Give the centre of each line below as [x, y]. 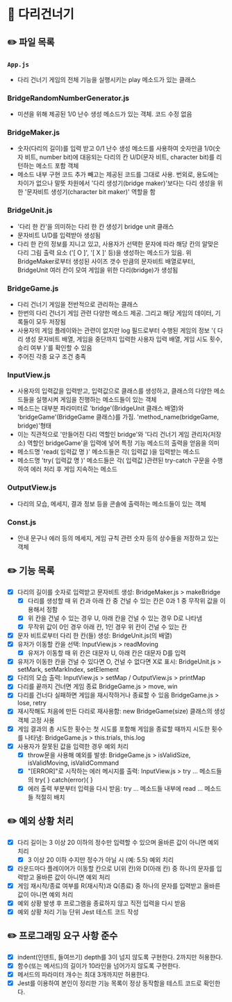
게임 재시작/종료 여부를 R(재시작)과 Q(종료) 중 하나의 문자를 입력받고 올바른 [119, 886]
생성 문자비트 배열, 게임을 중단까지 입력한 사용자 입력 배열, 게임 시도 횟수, [124, 339]
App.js [18, 64]
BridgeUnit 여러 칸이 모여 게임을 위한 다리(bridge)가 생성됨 [98, 270]
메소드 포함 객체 [57, 166]
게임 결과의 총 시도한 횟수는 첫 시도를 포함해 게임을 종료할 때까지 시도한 [114, 729]
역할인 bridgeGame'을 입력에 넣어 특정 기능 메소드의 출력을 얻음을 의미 [123, 443]
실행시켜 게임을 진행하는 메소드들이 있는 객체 [96, 400]
